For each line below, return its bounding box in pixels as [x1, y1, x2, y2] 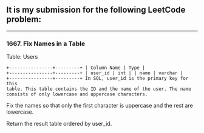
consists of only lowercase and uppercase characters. [6, 91, 148, 97]
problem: [6, 15, 41, 25]
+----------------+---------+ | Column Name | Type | [6, 65, 146, 71]
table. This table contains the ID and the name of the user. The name [6, 86, 191, 92]
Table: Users [6, 53, 38, 60]
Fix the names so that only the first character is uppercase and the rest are [6, 102, 193, 109]
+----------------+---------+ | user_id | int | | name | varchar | [6, 70, 183, 76]
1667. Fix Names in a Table [6, 39, 86, 48]
